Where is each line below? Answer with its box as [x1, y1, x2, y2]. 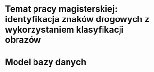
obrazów [5, 35, 41, 46]
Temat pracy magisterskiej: [5, 3, 118, 15]
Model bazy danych [5, 57, 86, 68]
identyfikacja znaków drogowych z [5, 14, 150, 25]
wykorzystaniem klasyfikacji [5, 24, 124, 35]
